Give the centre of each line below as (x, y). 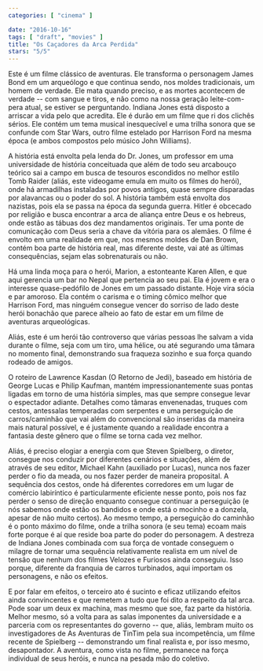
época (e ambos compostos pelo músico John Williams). (100, 141)
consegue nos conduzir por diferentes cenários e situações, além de (119, 459)
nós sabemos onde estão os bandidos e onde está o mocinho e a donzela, (128, 510)
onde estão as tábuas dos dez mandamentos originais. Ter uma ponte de (126, 223)
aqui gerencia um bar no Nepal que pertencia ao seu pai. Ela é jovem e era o (131, 280)
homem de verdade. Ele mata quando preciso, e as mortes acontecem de (127, 90)
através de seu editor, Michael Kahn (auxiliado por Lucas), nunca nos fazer (129, 468)
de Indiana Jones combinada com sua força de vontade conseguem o (121, 543)
